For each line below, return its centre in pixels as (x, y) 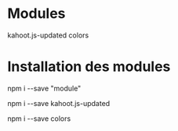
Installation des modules (89, 67)
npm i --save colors (39, 119)
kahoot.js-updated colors (48, 35)
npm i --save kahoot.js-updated (59, 103)
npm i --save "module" (44, 88)
